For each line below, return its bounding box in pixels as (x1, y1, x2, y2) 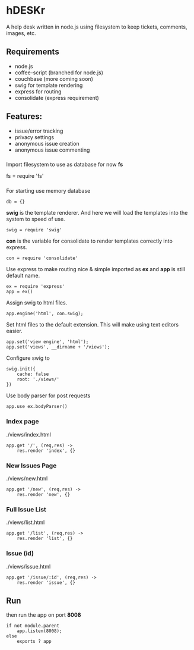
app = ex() (6, 289, 33, 295)
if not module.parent (6, 623, 60, 629)
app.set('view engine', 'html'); (6, 339, 89, 345)
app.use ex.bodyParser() (6, 404, 68, 410)
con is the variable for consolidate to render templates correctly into (6, 237, 173, 244)
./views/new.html (6, 475, 48, 482)
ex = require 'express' (6, 284, 65, 290)
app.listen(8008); (17, 628, 62, 634)
